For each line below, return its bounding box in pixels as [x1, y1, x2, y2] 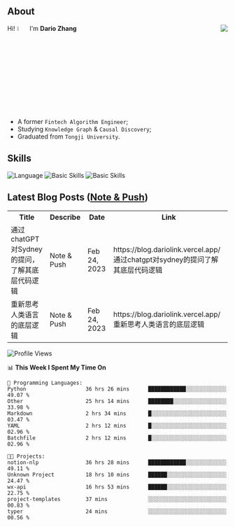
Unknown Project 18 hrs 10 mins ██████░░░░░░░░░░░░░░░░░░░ [7, 471, 227, 478]
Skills [7, 153, 31, 164]
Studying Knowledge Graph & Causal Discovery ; [17, 125, 152, 134]
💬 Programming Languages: [7, 379, 83, 386]
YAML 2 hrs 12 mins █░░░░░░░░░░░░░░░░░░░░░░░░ [7, 422, 227, 429]
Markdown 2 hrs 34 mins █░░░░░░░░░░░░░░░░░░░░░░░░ [7, 409, 227, 417]
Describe [50, 212, 81, 222]
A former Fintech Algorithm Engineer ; [17, 118, 129, 126]
